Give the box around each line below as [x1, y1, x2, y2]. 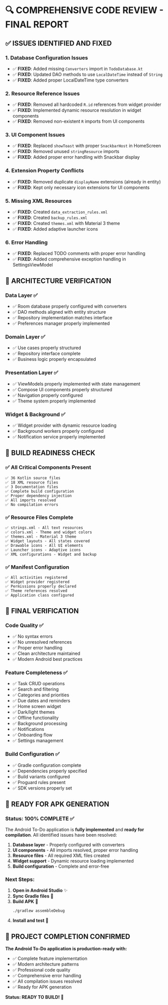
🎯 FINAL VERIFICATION [5, 607, 79, 615]
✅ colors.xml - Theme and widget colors [5, 530, 92, 535]
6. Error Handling [5, 239, 48, 246]
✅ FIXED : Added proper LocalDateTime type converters [12, 77, 129, 83]
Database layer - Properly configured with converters [12, 842, 125, 848]
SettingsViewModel [12, 262, 53, 268]
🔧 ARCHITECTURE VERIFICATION [5, 276, 111, 285]
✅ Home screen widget [12, 703, 62, 710]
